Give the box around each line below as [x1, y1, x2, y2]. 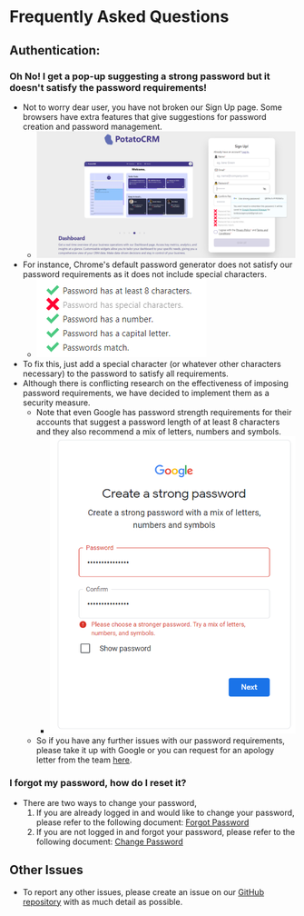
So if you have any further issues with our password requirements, [35, 734, 286, 746]
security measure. [22, 397, 91, 408]
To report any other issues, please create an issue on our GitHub [22, 886, 265, 897]
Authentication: [9, 43, 101, 58]
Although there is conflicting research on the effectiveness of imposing [22, 377, 289, 388]
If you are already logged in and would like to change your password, [35, 807, 295, 818]
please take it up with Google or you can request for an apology [35, 744, 275, 755]
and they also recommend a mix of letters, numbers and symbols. [35, 425, 281, 437]
